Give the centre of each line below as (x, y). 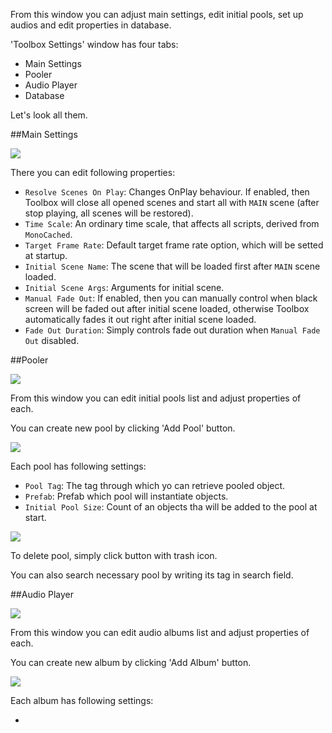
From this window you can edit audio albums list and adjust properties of (160, 632)
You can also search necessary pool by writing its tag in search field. (152, 575)
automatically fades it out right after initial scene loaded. (140, 319)
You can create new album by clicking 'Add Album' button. (131, 662)
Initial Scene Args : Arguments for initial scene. (124, 287)
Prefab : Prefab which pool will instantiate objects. (126, 496)
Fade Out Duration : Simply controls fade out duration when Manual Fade (172, 330)
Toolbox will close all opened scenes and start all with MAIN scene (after (172, 202)
